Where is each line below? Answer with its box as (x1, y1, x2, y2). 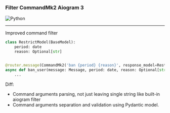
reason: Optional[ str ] (14, 49, 62, 54)
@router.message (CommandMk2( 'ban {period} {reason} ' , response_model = (5, 63, 157, 68)
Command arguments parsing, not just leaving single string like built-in (12, 91, 160, 97)
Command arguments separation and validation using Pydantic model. (12, 101, 159, 107)
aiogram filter (12, 96, 41, 102)
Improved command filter (5, 30, 58, 36)
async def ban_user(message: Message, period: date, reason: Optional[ (5, 67, 159, 72)
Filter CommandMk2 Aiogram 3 (5, 4, 84, 11)
